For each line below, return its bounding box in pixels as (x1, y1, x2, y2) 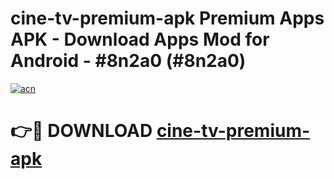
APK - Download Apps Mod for (10, 28, 270, 51)
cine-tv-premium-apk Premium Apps (10, 7, 325, 30)
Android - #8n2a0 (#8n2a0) (10, 50, 247, 72)
